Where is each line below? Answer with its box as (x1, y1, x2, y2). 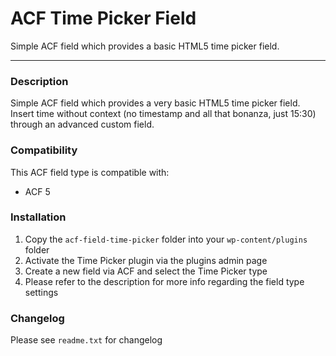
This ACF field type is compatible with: (10, 166, 170, 178)
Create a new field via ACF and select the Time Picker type (24, 265, 268, 277)
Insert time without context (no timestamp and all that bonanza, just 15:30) (10, 108, 317, 120)
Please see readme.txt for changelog (10, 334, 163, 346)
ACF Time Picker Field (10, 7, 197, 30)
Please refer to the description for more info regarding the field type (24, 275, 305, 287)
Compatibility (10, 143, 78, 157)
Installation (10, 210, 67, 224)
